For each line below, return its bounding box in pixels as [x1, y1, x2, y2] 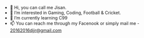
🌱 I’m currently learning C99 [9, 15, 68, 20]
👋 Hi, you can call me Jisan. [9, 5, 67, 10]
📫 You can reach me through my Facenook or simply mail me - [9, 20, 140, 26]
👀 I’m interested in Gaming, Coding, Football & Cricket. [9, 10, 121, 16]
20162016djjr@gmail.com [9, 27, 62, 33]
